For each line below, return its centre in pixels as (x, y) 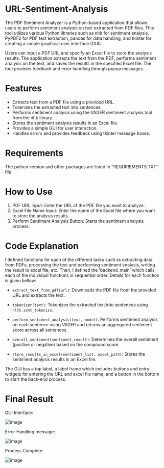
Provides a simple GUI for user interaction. (55, 128)
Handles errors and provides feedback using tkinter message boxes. (81, 133)
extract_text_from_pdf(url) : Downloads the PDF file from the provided (84, 290)
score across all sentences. (40, 330)
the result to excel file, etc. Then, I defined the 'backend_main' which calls (80, 270)
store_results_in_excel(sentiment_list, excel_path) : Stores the (79, 354)
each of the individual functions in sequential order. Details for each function (82, 275)
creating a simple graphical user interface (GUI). (54, 43)
